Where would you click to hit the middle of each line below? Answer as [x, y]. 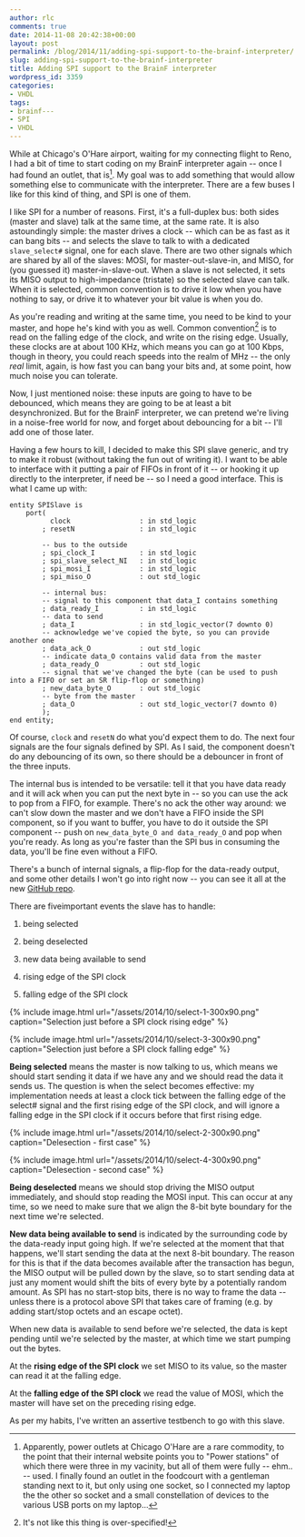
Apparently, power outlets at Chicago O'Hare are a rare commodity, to [153, 1447]
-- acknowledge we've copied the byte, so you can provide [156, 633]
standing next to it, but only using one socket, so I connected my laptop [156, 1486]
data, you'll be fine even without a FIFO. [84, 851]
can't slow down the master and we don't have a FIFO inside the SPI [137, 813]
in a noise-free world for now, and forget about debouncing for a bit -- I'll [146, 422]
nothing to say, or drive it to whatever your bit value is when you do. [136, 299]
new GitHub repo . [42, 889]
